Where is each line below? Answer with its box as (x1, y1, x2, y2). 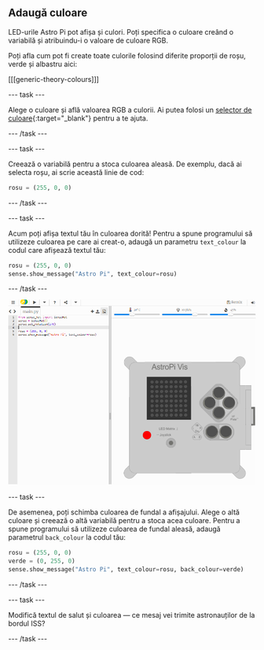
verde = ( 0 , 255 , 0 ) (8, 557, 76, 565)
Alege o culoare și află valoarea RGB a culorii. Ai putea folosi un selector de (8, 105, 253, 114)
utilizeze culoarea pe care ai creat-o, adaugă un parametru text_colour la (8, 236, 247, 247)
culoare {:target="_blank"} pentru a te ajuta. (8, 113, 148, 123)
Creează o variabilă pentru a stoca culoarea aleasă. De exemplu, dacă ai (8, 159, 242, 169)
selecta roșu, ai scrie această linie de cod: (8, 167, 145, 176)
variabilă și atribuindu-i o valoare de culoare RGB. (8, 35, 169, 45)
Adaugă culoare (8, 6, 88, 20)
